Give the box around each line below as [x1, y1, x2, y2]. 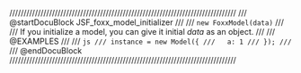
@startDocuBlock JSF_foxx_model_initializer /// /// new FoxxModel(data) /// [9, 17, 285, 28]
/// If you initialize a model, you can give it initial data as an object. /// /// [9, 27, 276, 36]
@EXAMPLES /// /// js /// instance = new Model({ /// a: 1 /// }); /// [9, 36, 292, 46]
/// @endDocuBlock [9, 45, 83, 56]
